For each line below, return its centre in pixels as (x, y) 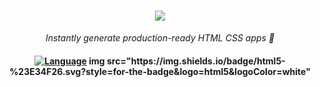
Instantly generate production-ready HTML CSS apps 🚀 (160, 37)
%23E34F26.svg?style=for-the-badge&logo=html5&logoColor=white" (160, 71)
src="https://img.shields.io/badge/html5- (196, 61)
